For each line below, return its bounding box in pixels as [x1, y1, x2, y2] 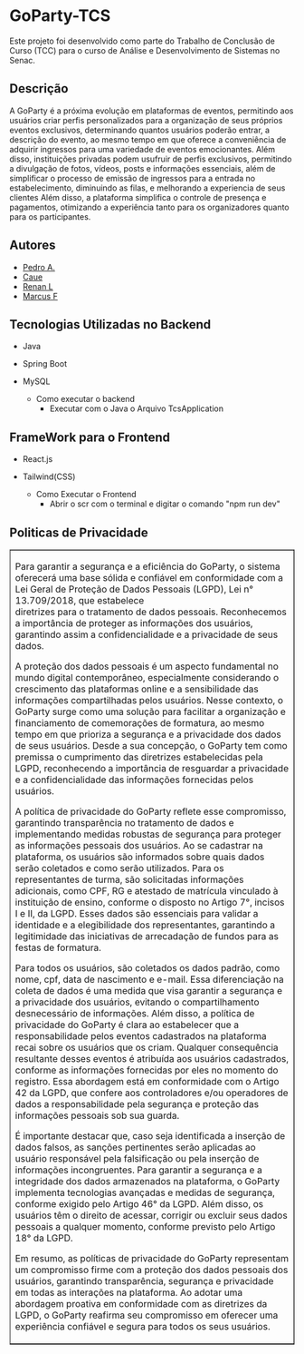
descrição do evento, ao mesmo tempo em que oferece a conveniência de [9, 133, 287, 145]
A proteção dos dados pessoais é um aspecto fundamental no [14, 660, 279, 672]
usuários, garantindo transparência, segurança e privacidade [14, 1275, 274, 1287]
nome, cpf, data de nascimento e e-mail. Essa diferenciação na [14, 973, 284, 986]
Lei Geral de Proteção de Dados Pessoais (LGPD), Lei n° [14, 583, 254, 595]
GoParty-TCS [9, 5, 111, 26]
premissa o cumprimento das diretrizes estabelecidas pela [14, 751, 264, 763]
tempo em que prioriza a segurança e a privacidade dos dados [14, 728, 282, 741]
